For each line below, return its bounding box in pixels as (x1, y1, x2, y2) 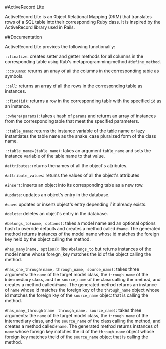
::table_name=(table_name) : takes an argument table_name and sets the (5, 148, 151, 153)
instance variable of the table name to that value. (5, 153, 105, 159)
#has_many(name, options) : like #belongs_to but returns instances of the (5, 246, 152, 252)
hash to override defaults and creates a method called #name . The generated (5, 226, 161, 231)
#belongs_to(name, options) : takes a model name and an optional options (5, 220, 156, 226)
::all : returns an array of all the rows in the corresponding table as (5, 83, 143, 89)
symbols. (5, 73, 24, 79)
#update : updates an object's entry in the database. (5, 192, 110, 198)
